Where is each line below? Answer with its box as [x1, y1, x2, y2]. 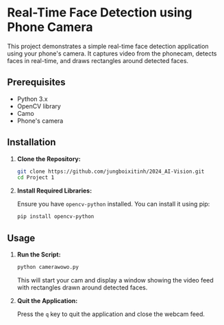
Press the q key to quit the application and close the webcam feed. [16, 310, 206, 318]
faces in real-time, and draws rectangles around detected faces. [7, 56, 189, 64]
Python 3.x [16, 95, 48, 103]
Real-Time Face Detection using [7, 5, 192, 21]
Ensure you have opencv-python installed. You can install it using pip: [16, 200, 210, 208]
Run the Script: [16, 250, 61, 258]
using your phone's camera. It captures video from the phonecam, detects [7, 49, 217, 58]
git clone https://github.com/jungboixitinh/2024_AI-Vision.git [16, 168, 205, 175]
